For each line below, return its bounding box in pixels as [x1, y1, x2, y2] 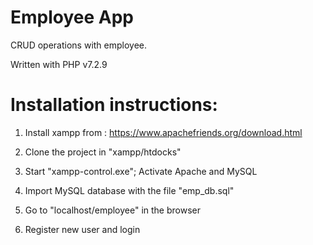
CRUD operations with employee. [10, 39, 148, 51]
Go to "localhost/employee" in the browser [24, 204, 202, 216]
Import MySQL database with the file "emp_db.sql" [24, 184, 235, 196]
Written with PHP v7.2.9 [10, 58, 108, 70]
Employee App [10, 6, 135, 29]
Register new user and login [24, 223, 141, 235]
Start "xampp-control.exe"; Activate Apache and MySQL [24, 165, 258, 177]
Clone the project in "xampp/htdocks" [24, 146, 182, 158]
